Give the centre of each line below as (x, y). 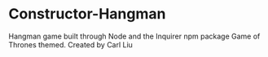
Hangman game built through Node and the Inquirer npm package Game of (134, 36)
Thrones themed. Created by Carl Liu (70, 44)
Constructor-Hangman (87, 14)
